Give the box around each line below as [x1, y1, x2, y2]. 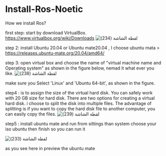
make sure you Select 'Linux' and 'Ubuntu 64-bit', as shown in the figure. [5, 80, 156, 86]
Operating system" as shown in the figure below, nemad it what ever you [5, 65, 155, 71]
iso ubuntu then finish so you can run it [5, 126, 86, 132]
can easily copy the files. [5, 111, 56, 117]
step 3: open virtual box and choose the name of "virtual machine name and [5, 59, 162, 65]
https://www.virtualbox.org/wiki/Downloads [5, 35, 95, 41]
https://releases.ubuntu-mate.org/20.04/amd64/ [5, 50, 105, 56]
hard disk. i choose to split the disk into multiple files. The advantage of [5, 100, 152, 106]
